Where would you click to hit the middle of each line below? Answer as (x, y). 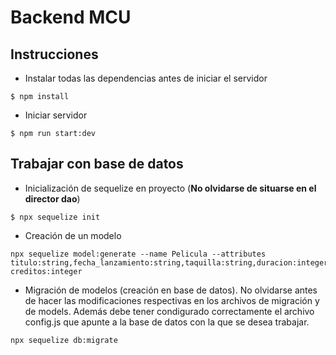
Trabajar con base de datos (97, 164)
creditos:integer (46, 271)
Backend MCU (71, 17)
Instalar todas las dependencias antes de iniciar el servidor (146, 78)
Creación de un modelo (73, 235)
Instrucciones (54, 54)
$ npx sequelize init (55, 217)
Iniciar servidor (56, 115)
